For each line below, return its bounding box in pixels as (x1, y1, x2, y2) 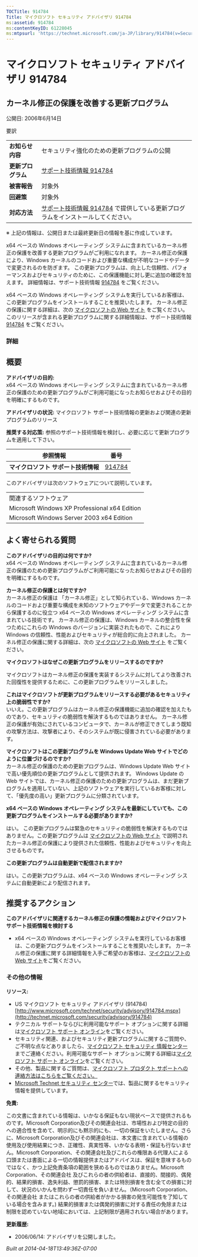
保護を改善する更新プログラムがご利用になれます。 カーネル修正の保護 (16, 249, 188, 256)
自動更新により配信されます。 (21, 879, 93, 886)
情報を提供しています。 (14, 1087, 71, 1094)
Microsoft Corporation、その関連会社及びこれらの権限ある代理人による (16, 1149, 189, 1156)
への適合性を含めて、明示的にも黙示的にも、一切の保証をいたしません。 (6, 1126, 181, 1133)
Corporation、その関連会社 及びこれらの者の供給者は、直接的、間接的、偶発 (6, 1171, 192, 1178)
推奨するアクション (6, 898, 75, 908)
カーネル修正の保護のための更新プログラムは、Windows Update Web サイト (6, 762, 191, 769)
